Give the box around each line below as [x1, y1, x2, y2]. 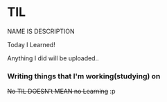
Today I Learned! [7, 40, 55, 49]
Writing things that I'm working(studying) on [7, 71, 161, 80]
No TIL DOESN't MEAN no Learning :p [7, 87, 116, 96]
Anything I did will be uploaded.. [7, 53, 99, 62]
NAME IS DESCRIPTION [7, 27, 75, 35]
